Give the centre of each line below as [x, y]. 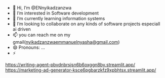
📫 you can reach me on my [42, 35]
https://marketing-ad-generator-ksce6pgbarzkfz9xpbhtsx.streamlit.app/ [81, 70]
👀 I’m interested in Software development [55, 13]
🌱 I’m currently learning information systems [59, 18]
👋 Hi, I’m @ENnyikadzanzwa [42, 8]
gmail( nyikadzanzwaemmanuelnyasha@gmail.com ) [66, 42]
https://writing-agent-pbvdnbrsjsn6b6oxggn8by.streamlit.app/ [70, 65]
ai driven [22, 29]
